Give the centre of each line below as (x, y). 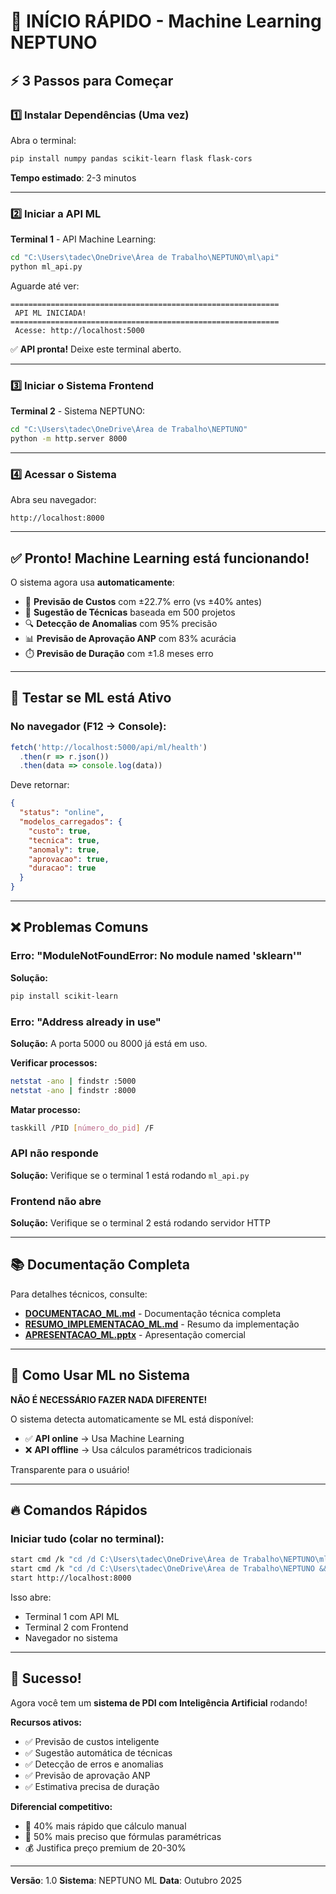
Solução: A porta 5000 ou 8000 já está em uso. (109, 1043)
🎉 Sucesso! (46, 1678)
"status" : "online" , (62, 813)
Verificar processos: (54, 1062)
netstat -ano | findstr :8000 (73, 1090)
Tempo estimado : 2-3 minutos (73, 177)
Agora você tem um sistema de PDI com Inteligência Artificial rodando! (159, 1702)
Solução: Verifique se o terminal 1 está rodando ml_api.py (130, 1175)
